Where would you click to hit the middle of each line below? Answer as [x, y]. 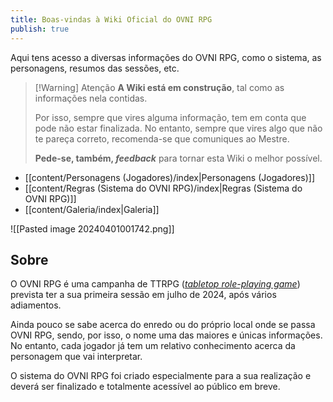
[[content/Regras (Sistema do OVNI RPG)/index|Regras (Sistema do [163, 188]
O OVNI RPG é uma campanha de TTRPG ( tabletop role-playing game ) [155, 284]
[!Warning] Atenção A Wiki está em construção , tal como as [159, 87]
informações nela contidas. [91, 98]
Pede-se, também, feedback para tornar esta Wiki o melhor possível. [178, 158]
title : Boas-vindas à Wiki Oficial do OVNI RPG [111, 19]
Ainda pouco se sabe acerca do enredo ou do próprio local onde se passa [163, 325]
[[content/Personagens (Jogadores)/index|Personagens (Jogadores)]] [169, 177]
